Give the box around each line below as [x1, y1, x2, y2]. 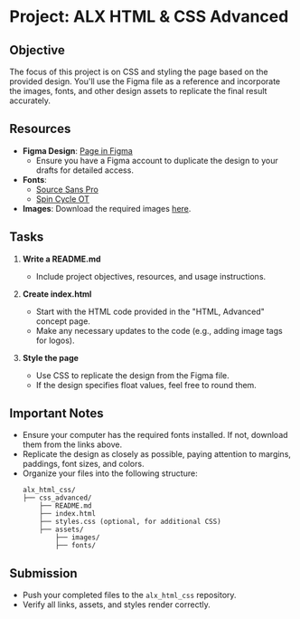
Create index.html [22, 288, 92, 300]
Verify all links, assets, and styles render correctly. [22, 599, 211, 610]
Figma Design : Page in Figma [22, 145, 133, 156]
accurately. [9, 95, 52, 106]
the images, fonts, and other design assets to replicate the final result [9, 86, 267, 96]
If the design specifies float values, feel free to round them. [35, 379, 258, 390]
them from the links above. [22, 439, 123, 450]
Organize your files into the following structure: [22, 468, 198, 479]
